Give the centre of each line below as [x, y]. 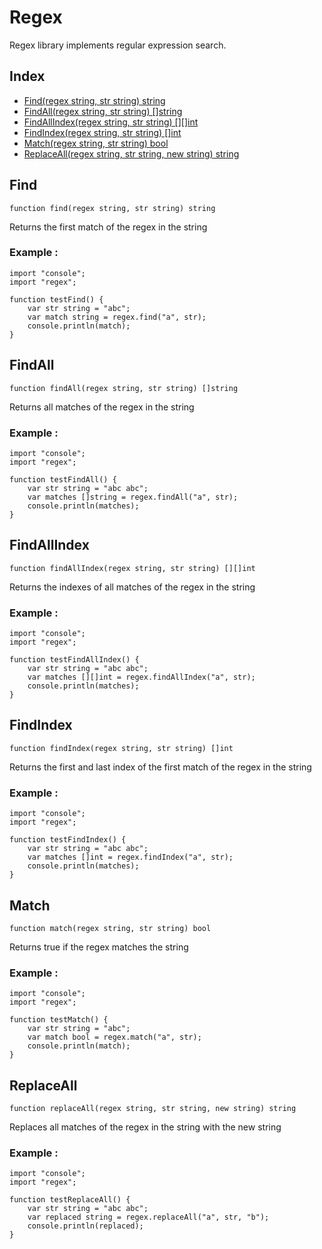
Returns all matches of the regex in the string [102, 407]
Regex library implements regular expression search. [118, 45]
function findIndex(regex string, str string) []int [121, 748]
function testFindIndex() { [68, 840]
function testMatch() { [59, 1020]
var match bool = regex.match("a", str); [114, 1037]
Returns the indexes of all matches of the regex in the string [132, 587]
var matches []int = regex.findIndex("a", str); [130, 857]
